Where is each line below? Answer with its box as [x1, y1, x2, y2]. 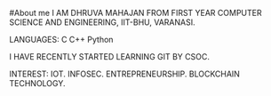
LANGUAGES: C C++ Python [9, 35, 114, 44]
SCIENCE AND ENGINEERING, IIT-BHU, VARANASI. [9, 17, 195, 28]
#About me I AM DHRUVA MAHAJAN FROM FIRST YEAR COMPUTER [9, 8, 262, 18]
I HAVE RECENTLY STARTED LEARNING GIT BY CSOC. [9, 52, 211, 61]
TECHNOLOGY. [9, 78, 66, 88]
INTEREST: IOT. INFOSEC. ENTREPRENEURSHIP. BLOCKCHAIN [9, 68, 240, 79]
